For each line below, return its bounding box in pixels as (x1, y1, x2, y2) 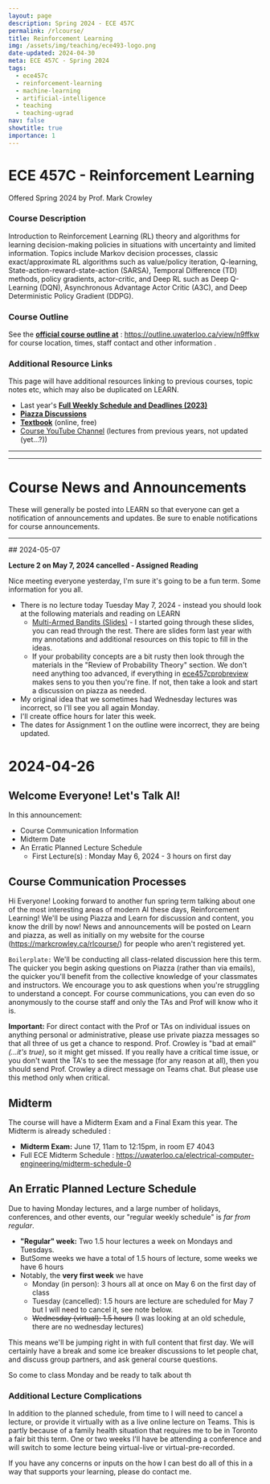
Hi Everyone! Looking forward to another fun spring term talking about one (8, 896, 256, 906)
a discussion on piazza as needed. (31, 686, 147, 696)
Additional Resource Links (8, 358, 113, 370)
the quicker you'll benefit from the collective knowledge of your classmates (8, 972, 258, 982)
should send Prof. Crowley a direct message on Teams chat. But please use (8, 1064, 259, 1074)
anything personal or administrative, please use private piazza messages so (8, 1030, 260, 1040)
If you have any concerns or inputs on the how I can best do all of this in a (8, 1458, 253, 1468)
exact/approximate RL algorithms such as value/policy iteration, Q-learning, (8, 257, 259, 267)
